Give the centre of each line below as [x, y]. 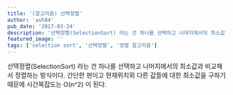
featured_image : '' [35, 39]
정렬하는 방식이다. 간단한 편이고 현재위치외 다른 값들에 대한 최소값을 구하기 [120, 76]
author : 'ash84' [31, 20]
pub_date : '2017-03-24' [42, 26]
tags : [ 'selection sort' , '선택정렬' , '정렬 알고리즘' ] [82, 45]
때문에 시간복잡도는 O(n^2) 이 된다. [57, 85]
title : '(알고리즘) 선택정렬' [45, 13]
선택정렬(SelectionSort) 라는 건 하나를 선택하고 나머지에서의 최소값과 [105, 67]
